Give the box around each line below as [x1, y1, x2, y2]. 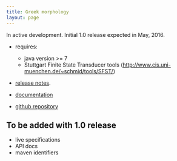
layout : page [6, 15, 39, 21]
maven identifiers [15, 149, 59, 156]
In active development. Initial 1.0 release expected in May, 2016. [6, 31, 165, 38]
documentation [15, 91, 53, 98]
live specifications [15, 136, 61, 143]
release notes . [15, 79, 51, 87]
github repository [15, 102, 59, 110]
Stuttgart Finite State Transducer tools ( [24, 61, 123, 68]
